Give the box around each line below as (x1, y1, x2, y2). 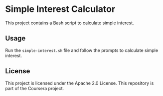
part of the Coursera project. (5, 85, 64, 91)
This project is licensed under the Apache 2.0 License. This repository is (5, 80, 154, 86)
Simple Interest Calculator (5, 3, 116, 15)
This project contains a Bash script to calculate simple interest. (5, 20, 134, 26)
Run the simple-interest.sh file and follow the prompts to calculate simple (5, 47, 159, 53)
